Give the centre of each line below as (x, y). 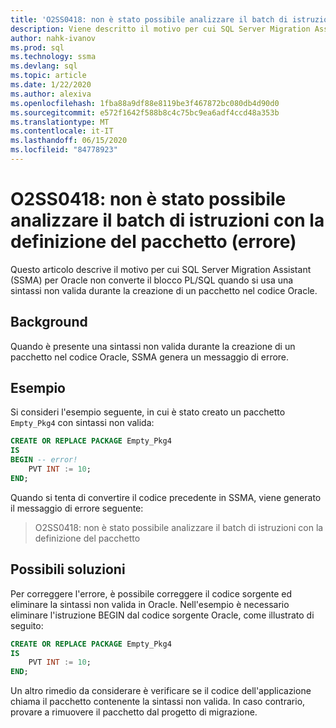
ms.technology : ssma (53, 57)
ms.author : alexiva (51, 94)
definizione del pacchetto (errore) (153, 242)
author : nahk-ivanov (53, 38)
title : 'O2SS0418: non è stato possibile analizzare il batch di (149, 19)
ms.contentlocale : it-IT (62, 131)
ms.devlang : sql (44, 66)
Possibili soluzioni (68, 569)
